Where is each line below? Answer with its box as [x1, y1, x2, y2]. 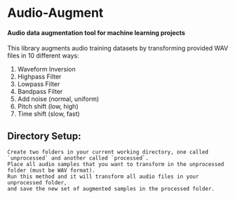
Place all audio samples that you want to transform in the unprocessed [7, 161, 224, 168]
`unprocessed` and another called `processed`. [7, 155, 149, 162]
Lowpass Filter [17, 80, 60, 88]
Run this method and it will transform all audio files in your [7, 173, 199, 180]
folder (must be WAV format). [7, 167, 96, 174]
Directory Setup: [7, 130, 81, 142]
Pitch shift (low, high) [17, 102, 79, 111]
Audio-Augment [7, 5, 104, 21]
